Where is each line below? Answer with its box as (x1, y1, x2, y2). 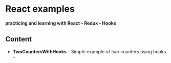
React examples (5, 3, 75, 15)
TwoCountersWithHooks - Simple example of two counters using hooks (12, 48, 166, 54)
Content (5, 35, 32, 44)
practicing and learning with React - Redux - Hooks (5, 20, 116, 26)
